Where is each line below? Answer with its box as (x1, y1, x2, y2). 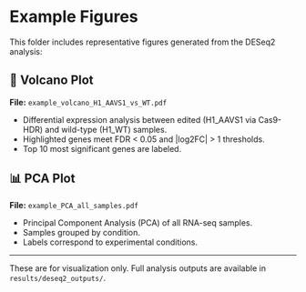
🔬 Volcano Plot (9, 73, 94, 88)
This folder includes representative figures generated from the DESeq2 (9, 36, 276, 47)
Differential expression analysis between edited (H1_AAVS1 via (22, 114, 257, 125)
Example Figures (9, 6, 138, 27)
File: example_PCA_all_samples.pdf (9, 199, 139, 210)
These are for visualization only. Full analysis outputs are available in (9, 262, 267, 274)
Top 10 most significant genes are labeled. (22, 143, 182, 154)
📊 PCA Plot (9, 171, 76, 186)
